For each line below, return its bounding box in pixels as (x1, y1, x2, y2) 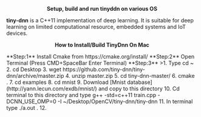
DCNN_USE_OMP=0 (6, 98, 56, 105)
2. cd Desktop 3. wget (6, 66, 62, 73)
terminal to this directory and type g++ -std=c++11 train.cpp (6, 92, 157, 98)
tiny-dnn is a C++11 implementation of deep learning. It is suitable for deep (6, 17, 194, 24)
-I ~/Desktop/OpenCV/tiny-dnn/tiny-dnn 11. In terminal (57, 98, 193, 105)
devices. (6, 30, 28, 37)
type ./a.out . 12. (6, 104, 47, 111)
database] (127, 78, 153, 86)
